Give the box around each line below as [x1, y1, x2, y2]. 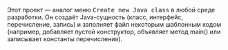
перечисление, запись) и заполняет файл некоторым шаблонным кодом [7, 21, 222, 28]
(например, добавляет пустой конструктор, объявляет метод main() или [7, 27, 221, 36]
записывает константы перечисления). [7, 35, 123, 43]
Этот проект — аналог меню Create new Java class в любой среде [7, 6, 216, 14]
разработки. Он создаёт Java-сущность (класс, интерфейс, [7, 13, 183, 21]
